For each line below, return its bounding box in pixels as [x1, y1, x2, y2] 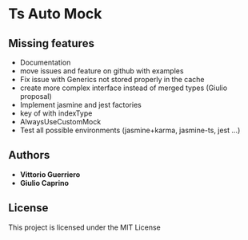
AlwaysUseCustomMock [19, 117, 102, 126]
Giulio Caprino [19, 178, 70, 187]
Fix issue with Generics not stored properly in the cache [19, 75, 205, 84]
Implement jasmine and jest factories [19, 100, 142, 109]
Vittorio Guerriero [19, 169, 81, 179]
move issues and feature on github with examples [19, 66, 184, 76]
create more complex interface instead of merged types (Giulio [19, 83, 228, 92]
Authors [8, 148, 50, 162]
